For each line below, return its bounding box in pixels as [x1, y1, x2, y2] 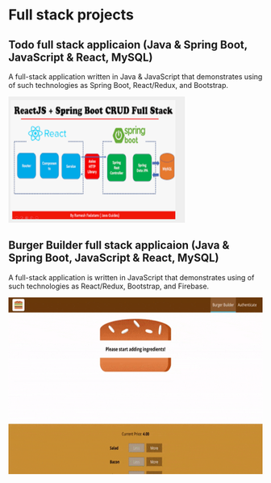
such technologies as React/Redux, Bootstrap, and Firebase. [8, 281, 210, 291]
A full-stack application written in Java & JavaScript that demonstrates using [8, 72, 263, 82]
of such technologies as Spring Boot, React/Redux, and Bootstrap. [8, 81, 228, 90]
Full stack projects [8, 6, 135, 24]
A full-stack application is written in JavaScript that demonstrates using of [8, 272, 255, 282]
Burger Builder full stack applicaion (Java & [8, 238, 230, 252]
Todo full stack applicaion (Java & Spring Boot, [8, 38, 248, 52]
